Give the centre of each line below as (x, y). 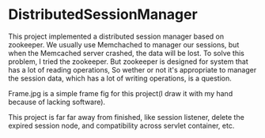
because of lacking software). (57, 102)
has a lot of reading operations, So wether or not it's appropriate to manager (132, 69)
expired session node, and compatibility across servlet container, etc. (121, 125)
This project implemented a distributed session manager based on (116, 36)
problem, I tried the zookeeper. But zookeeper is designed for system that (128, 62)
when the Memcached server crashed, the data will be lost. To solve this (127, 53)
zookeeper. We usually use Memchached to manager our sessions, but (124, 44)
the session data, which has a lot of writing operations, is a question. (120, 78)
